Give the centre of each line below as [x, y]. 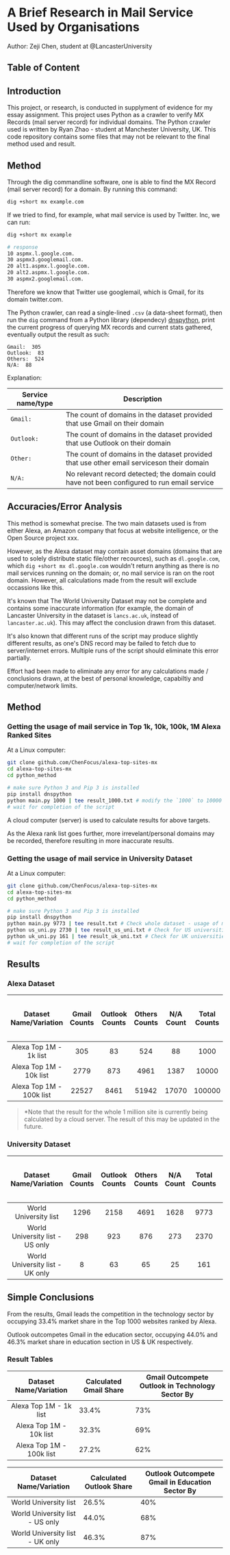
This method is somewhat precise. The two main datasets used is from [107, 523]
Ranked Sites [29, 735]
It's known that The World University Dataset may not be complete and [107, 600]
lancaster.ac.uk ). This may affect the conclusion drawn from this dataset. [112, 622]
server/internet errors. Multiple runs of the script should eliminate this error [113, 650]
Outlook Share [108, 1486]
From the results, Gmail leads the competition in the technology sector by [111, 1314]
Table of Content [43, 68]
